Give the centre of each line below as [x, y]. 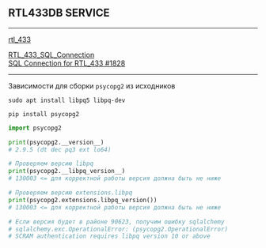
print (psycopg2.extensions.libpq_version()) [83, 200]
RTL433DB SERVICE [59, 13]
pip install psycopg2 [44, 114]
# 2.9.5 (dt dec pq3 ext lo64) [60, 149]
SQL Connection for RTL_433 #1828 [67, 63]
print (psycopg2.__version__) [56, 142]
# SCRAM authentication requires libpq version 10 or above [110, 236]
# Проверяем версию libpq [51, 164]
